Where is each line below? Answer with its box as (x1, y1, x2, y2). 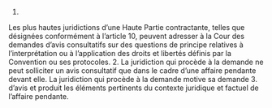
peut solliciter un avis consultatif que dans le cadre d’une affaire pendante (8, 66, 257, 76)
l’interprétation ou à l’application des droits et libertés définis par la (8, 49, 231, 58)
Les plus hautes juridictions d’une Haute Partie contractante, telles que (8, 23, 245, 32)
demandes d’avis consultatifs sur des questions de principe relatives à (8, 40, 244, 50)
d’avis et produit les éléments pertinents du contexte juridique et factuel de (8, 83, 260, 93)
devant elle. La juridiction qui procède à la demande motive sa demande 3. (8, 75, 258, 84)
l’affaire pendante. (8, 92, 69, 101)
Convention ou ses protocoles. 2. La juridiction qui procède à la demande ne (8, 57, 264, 67)
